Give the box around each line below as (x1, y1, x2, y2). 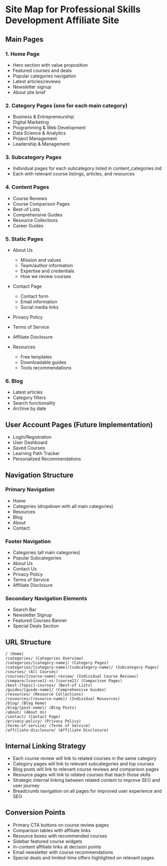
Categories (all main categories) (12, 549, 81, 556)
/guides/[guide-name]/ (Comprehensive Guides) (5, 687, 107, 693)
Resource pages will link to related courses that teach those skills (12, 772, 151, 778)
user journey (12, 782, 40, 789)
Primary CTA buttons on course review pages (12, 822, 109, 828)
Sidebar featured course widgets (12, 838, 82, 844)
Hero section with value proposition (12, 62, 88, 68)
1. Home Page (5, 50, 40, 57)
